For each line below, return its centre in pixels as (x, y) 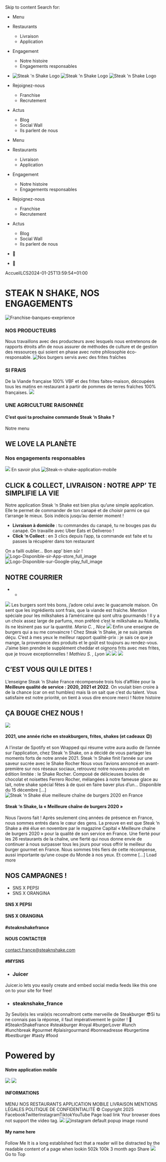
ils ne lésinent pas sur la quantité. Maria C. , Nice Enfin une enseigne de (82, 626)
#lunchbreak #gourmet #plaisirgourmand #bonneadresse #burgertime (77, 1030)
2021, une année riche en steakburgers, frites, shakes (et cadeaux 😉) (79, 736)
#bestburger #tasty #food (32, 1035)
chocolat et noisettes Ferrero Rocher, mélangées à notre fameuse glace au (82, 779)
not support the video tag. (32, 1121)
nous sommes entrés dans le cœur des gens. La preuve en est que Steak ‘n (83, 823)
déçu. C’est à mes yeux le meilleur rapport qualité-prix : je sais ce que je (79, 637)
